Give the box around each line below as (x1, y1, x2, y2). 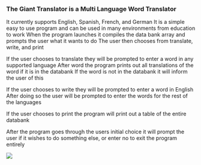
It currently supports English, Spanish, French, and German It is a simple (6, 19, 185, 26)
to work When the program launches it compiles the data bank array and (6, 31, 185, 38)
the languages (6, 99, 42, 106)
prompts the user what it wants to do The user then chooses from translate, (6, 38, 193, 45)
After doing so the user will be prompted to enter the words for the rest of (6, 92, 188, 100)
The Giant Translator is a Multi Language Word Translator (6, 5, 177, 13)
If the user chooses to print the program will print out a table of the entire (6, 110, 187, 118)
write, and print (6, 44, 44, 51)
